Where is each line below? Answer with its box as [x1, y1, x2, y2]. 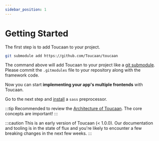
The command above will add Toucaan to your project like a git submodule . [5, 62, 155, 68]
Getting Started [5, 28, 69, 39]
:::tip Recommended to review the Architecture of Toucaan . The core [5, 106, 142, 111]
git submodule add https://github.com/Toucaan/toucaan [5, 53, 118, 58]
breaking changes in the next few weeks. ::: [5, 130, 92, 136]
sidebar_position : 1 [5, 7, 47, 12]
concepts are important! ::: [5, 111, 58, 117]
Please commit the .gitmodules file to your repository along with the [5, 67, 141, 73]
